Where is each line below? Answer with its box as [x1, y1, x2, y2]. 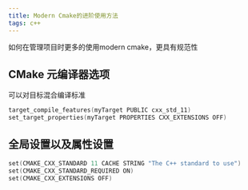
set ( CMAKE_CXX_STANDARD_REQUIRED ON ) [8, 167, 134, 175]
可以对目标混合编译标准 [8, 90, 86, 100]
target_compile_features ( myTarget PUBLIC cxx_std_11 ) [8, 106, 192, 114]
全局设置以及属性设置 [8, 137, 114, 152]
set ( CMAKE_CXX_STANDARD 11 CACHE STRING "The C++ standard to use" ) [8, 159, 242, 168]
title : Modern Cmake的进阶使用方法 [8, 11, 118, 20]
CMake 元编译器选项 [8, 67, 110, 81]
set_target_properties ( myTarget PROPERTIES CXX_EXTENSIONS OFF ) [8, 113, 227, 122]
